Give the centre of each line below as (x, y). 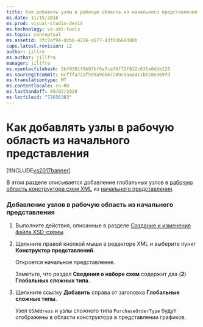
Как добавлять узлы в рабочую (91, 127)
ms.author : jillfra (31, 57)
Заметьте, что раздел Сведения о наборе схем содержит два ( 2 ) (101, 274)
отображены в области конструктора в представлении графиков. (101, 317)
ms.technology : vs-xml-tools (43, 29)
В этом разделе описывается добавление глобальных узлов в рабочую (100, 182)
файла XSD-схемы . (40, 232)
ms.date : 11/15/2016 (33, 18)
